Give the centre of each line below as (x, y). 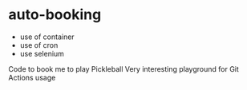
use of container (47, 37)
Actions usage (32, 77)
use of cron (39, 45)
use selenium (42, 53)
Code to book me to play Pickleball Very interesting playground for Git (123, 68)
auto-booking (55, 15)
